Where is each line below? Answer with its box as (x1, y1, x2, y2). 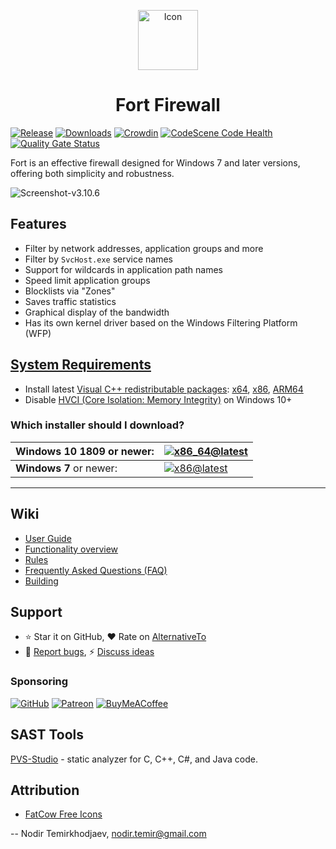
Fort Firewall (115, 94, 221, 117)
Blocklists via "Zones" (24, 285, 116, 297)
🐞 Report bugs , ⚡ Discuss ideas (24, 646, 155, 658)
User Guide (24, 532, 72, 544)
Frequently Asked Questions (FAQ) (24, 564, 168, 576)
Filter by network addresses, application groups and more (24, 242, 264, 254)
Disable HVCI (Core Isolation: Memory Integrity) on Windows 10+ (24, 393, 293, 405)
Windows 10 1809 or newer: (15, 444, 155, 458)
